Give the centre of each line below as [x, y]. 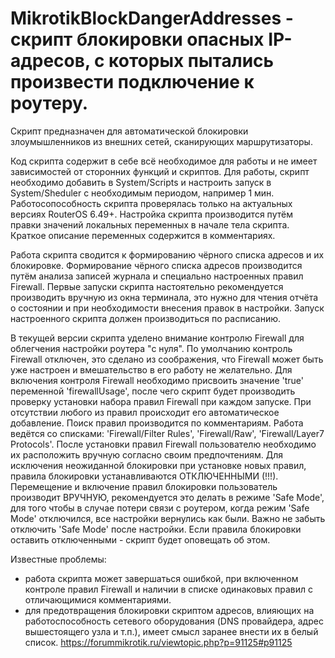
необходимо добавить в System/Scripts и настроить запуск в [141, 182]
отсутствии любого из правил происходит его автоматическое [145, 412]
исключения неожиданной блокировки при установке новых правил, [158, 465]
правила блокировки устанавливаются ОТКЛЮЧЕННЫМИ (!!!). [144, 476]
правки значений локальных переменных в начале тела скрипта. [150, 224]
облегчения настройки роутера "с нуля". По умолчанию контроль [151, 348]
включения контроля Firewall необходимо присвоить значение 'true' [157, 380]
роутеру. [49, 103]
